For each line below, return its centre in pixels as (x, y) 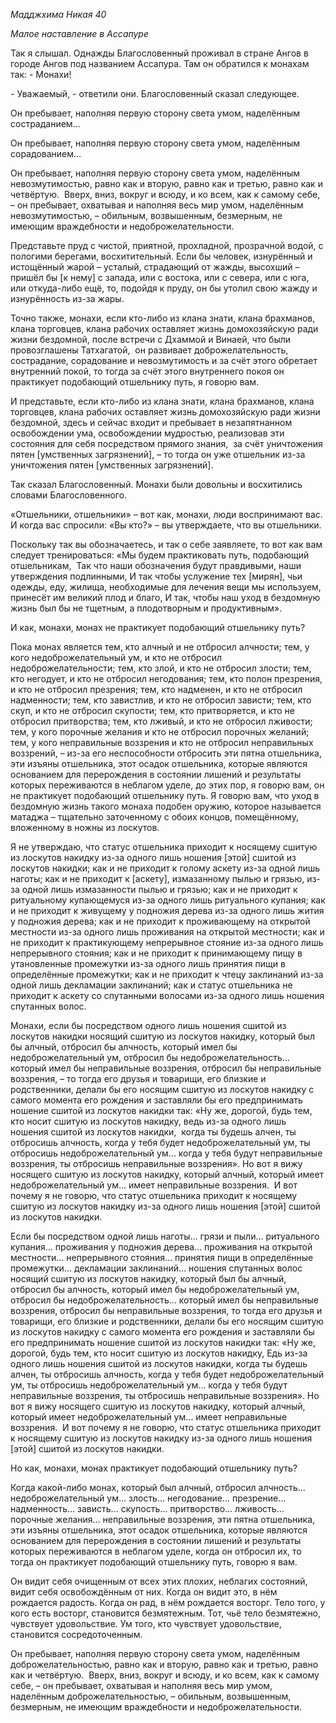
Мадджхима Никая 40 (58, 14)
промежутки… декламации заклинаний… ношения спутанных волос (156, 1268)
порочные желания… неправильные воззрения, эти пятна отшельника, (163, 1519)
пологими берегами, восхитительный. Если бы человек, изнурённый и (161, 256)
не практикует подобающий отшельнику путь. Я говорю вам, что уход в (165, 795)
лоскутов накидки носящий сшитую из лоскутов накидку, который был (162, 1036)
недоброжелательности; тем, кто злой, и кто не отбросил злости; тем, (161, 668)
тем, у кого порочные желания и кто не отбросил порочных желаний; (160, 732)
